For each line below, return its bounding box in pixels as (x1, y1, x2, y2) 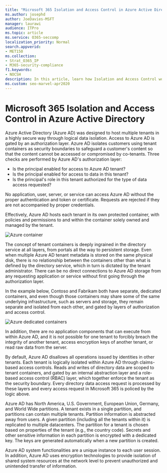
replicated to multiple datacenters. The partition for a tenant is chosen (5, 421, 149, 428)
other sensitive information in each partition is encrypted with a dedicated (5, 432, 157, 438)
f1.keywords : (5, 68, 32, 73)
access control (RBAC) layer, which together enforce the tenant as (19, 375, 155, 381)
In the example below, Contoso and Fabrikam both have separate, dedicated (5, 288, 162, 294)
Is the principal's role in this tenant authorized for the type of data (12, 176, 147, 182)
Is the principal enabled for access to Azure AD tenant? (12, 166, 126, 172)
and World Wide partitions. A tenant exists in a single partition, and (5, 406, 142, 412)
